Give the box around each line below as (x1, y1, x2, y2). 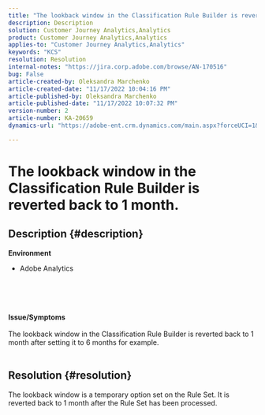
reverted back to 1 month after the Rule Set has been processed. (8, 398, 218, 407)
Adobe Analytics (19, 264, 73, 273)
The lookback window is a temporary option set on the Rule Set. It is (8, 390, 230, 399)
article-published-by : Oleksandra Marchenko (8, 92, 157, 100)
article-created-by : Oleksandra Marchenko (8, 77, 150, 85)
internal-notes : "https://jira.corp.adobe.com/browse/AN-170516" (8, 63, 227, 71)
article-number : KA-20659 (8, 114, 93, 122)
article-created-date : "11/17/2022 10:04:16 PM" (8, 84, 171, 93)
